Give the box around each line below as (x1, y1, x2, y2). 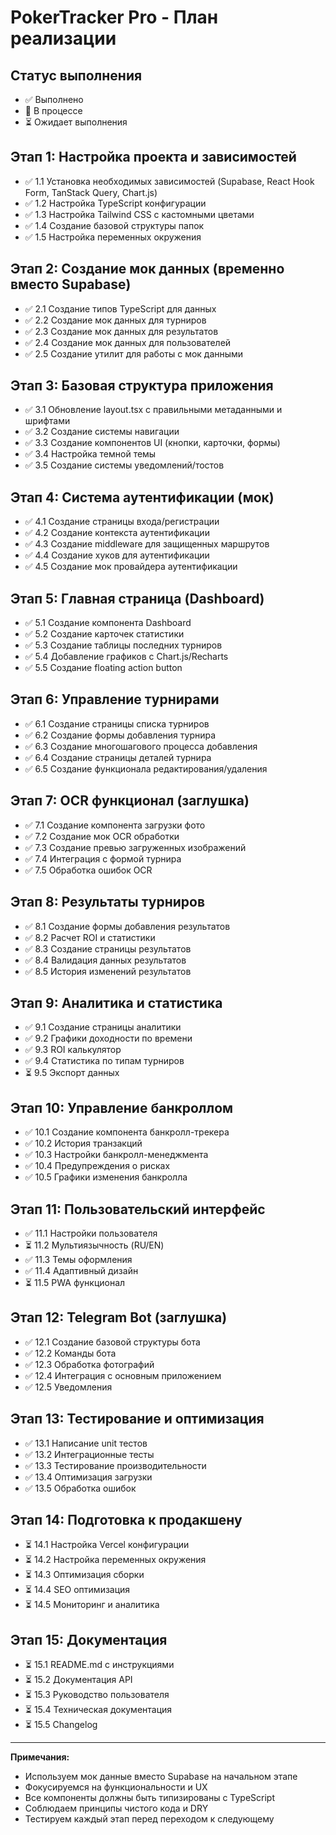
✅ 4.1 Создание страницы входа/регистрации (24, 516, 220, 528)
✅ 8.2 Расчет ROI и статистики (24, 931, 156, 943)
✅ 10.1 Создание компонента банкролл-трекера (24, 1126, 230, 1138)
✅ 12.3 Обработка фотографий (24, 1358, 155, 1370)
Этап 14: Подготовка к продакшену (10, 1511, 243, 1528)
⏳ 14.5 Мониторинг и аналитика (24, 1599, 160, 1611)
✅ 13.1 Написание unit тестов (24, 1437, 148, 1449)
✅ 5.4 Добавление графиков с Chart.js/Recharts (24, 651, 229, 663)
